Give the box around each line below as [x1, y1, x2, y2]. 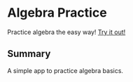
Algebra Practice [7, 5, 107, 21]
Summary [7, 48, 51, 60]
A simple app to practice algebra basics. [7, 66, 124, 74]
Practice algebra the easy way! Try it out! [7, 28, 126, 36]
